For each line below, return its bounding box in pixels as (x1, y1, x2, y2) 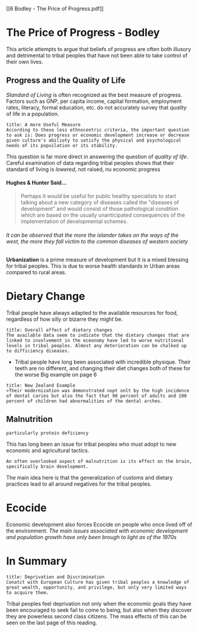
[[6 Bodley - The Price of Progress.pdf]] (6, 5, 104, 12)
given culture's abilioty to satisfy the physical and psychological (6, 137, 182, 143)
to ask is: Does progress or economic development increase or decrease (6, 132, 190, 138)
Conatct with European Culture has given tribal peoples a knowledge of (6, 579, 190, 585)
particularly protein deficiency (6, 430, 89, 436)
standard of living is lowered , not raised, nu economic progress (6, 165, 161, 173)
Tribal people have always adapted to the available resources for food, (6, 309, 178, 317)
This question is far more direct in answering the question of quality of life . (6, 153, 189, 160)
